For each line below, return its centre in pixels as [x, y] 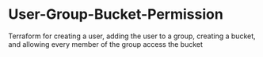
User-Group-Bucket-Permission [116, 14]
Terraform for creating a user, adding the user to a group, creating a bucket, [132, 36]
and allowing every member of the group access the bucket [106, 44]
